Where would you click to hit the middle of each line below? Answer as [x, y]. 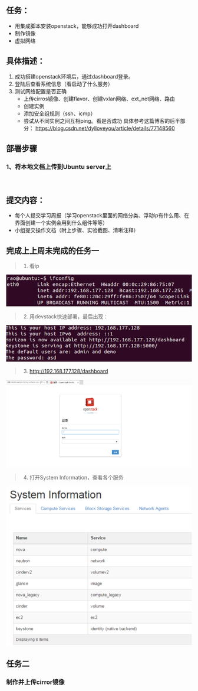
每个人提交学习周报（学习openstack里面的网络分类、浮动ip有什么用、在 [102, 216]
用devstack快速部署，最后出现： [69, 317]
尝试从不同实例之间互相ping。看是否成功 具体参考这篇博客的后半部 [104, 120]
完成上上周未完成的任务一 [52, 251]
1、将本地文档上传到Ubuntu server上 [59, 167]
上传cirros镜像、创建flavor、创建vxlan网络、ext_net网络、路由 [99, 99]
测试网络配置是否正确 [40, 91]
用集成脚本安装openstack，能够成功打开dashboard [77, 26]
